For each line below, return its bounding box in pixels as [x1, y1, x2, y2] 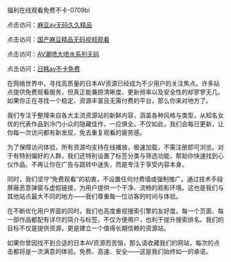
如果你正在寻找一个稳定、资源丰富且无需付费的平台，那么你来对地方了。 [7, 97, 212, 105]
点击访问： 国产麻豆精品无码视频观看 [7, 35, 110, 43]
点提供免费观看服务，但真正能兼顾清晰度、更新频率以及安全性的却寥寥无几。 [7, 88, 224, 96]
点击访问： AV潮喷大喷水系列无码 [7, 50, 100, 58]
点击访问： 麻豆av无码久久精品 [7, 21, 93, 29]
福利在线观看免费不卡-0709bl [7, 6, 91, 14]
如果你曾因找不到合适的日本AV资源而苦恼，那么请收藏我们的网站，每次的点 [7, 239, 220, 247]
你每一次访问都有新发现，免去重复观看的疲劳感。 [7, 128, 146, 137]
